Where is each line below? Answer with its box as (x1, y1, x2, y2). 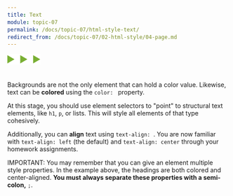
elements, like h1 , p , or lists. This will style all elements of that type (7, 109, 199, 118)
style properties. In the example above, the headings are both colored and (7, 166, 222, 174)
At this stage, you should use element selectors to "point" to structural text (7, 101, 223, 110)
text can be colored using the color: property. (7, 88, 145, 97)
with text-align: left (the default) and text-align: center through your (7, 137, 219, 146)
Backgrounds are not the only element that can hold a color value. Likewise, (7, 80, 227, 89)
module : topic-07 (7, 18, 58, 26)
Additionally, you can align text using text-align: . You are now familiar (7, 130, 216, 139)
